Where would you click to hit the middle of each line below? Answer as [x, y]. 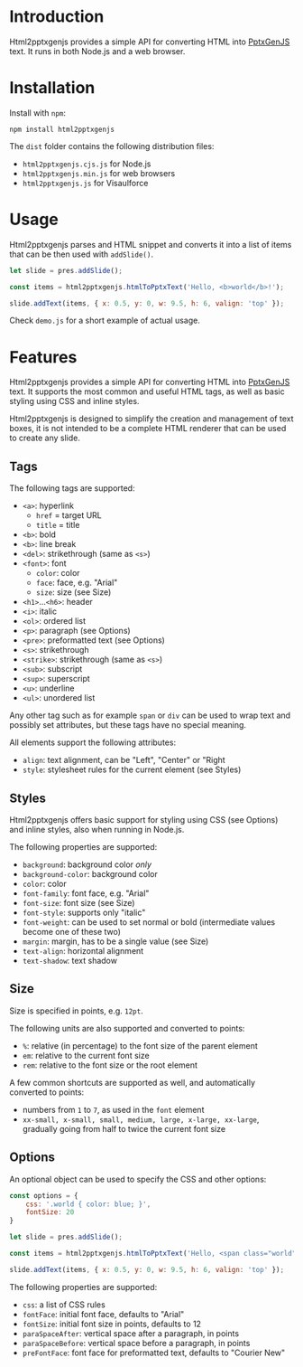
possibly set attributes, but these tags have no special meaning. [128, 725]
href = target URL [69, 515]
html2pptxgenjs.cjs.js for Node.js [87, 164]
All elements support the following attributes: [93, 742]
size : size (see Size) [73, 592]
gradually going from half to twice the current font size [124, 1128]
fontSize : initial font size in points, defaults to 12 [111, 1324]
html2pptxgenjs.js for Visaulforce [85, 183]
